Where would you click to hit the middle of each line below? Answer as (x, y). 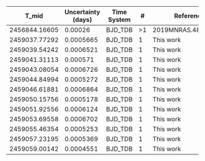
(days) (83, 20)
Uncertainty (82, 12)
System (119, 20)
